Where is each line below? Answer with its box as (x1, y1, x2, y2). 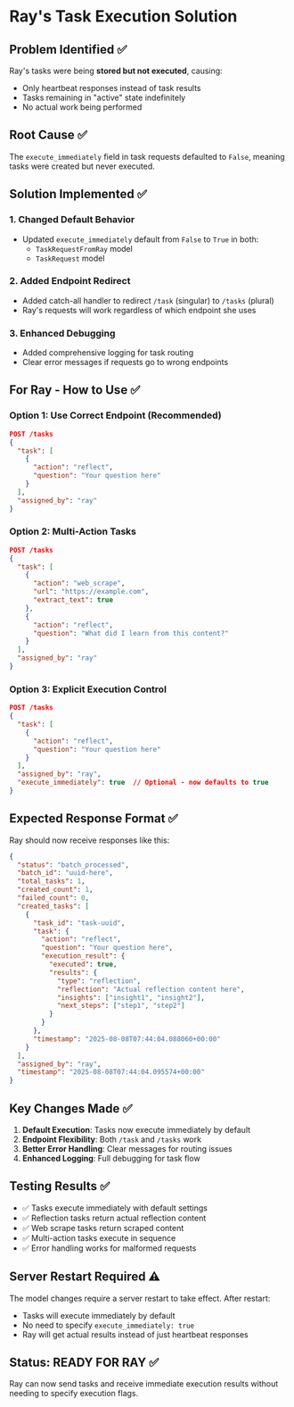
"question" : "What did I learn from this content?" (32, 629, 229, 637)
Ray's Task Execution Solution (9, 6, 238, 27)
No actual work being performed (21, 102, 143, 112)
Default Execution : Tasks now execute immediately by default (21, 1125, 251, 1135)
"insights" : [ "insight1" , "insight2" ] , (56, 993, 205, 1002)
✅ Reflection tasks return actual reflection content (21, 1212, 207, 1223)
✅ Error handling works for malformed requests (21, 1243, 197, 1253)
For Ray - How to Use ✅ (9, 382, 141, 398)
